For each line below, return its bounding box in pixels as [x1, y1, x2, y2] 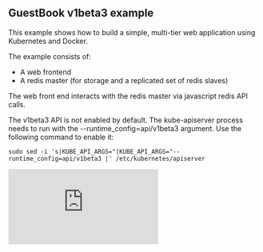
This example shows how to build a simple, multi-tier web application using [8, 27, 256, 37]
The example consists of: [8, 51, 92, 61]
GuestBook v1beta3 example [8, 6, 154, 20]
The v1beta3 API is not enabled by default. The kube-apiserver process [8, 115, 244, 125]
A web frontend [19, 67, 72, 77]
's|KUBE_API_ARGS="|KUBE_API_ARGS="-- [50, 147, 181, 155]
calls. [8, 99, 26, 109]
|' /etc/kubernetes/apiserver [105, 154, 205, 162]
